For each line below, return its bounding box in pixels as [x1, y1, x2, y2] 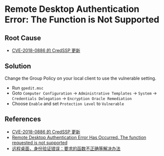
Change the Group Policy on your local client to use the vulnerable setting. [4, 75, 157, 81]
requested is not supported [11, 140, 68, 146]
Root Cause [4, 34, 42, 42]
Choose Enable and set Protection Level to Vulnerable [11, 101, 124, 106]
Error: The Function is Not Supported [4, 14, 160, 25]
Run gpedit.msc [11, 85, 44, 91]
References [4, 115, 41, 123]
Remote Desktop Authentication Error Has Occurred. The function [11, 134, 147, 140]
